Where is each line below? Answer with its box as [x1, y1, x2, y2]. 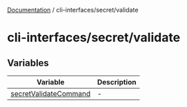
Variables [7, 57, 50, 69]
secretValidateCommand [10, 89, 91, 98]
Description [97, 78, 137, 86]
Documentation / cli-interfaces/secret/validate [7, 6, 139, 14]
